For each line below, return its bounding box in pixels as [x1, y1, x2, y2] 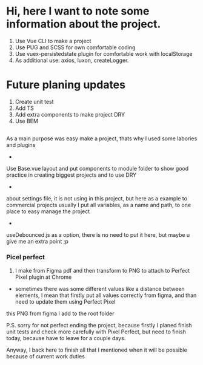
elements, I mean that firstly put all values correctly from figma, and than [15, 292, 197, 299]
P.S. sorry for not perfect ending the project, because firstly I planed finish [6, 321, 192, 329]
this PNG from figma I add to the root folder [6, 310, 115, 317]
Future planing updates [6, 78, 126, 92]
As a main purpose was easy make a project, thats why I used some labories [6, 135, 198, 142]
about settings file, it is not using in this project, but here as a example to [6, 195, 188, 202]
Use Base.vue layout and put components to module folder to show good [6, 165, 189, 172]
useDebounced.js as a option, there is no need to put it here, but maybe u [6, 231, 190, 239]
